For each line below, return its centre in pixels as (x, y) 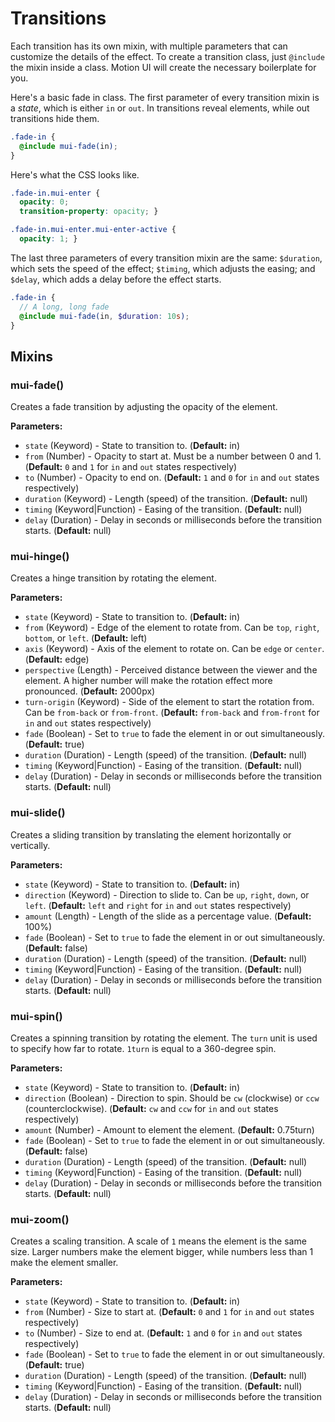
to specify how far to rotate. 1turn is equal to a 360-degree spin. (143, 1049)
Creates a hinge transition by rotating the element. (113, 578)
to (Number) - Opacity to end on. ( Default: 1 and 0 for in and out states (172, 478)
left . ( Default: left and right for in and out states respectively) (158, 905)
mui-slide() (38, 813)
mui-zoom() (40, 1219)
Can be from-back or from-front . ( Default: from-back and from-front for (172, 713)
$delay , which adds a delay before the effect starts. (116, 279)
